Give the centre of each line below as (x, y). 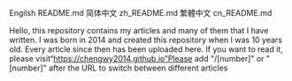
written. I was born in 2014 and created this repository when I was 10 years (146, 40)
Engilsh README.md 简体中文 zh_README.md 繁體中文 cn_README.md (141, 13)
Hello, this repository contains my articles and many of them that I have (139, 30)
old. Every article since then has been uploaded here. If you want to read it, (146, 49)
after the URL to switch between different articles (138, 68)
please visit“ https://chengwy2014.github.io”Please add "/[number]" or (137, 59)
